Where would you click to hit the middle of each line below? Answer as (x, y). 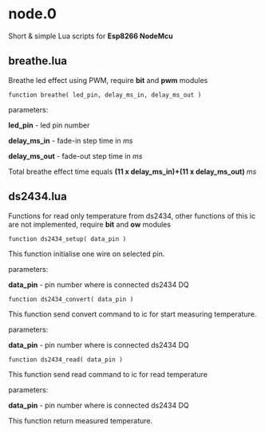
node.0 (33, 14)
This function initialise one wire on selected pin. (87, 254)
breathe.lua (38, 61)
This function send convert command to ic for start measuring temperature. (132, 314)
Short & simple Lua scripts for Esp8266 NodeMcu (91, 36)
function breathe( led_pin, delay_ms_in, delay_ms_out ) (105, 95)
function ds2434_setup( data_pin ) (67, 239)
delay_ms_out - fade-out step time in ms (75, 155)
